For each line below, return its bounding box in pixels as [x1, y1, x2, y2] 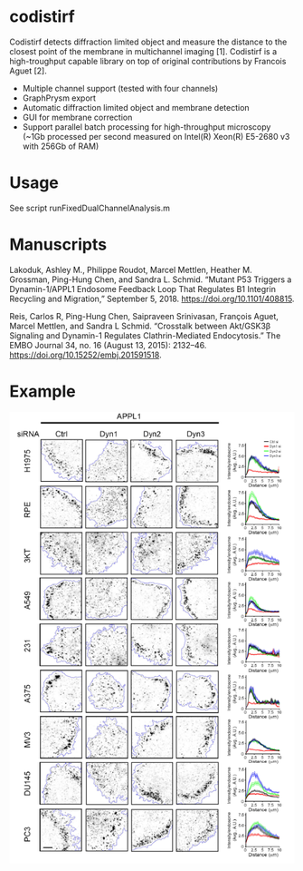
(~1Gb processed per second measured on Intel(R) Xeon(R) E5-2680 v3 [22, 131, 290, 142]
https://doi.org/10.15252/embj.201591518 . [9, 349, 162, 360]
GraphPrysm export [22, 93, 97, 103]
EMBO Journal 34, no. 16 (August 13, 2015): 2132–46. [9, 339, 207, 350]
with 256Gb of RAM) [22, 141, 99, 152]
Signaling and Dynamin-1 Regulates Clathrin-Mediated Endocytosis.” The [9, 329, 281, 341]
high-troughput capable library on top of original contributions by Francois [9, 55, 287, 66]
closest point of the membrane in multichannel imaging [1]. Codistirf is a [9, 45, 278, 56]
